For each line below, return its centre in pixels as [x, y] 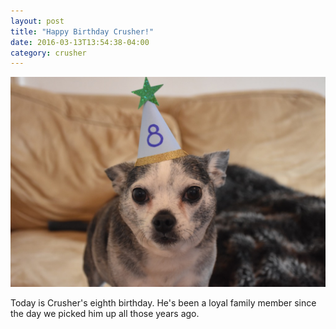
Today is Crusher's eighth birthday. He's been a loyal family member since [163, 302]
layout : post [37, 21]
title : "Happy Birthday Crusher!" [82, 31]
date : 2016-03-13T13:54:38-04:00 [80, 42]
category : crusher [48, 53]
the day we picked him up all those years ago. [105, 313]
